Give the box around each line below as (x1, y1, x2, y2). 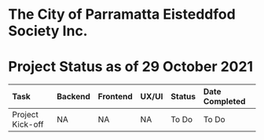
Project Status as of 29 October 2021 (8, 58, 254, 76)
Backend (57, 92, 90, 102)
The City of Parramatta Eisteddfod (8, 5, 236, 23)
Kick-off (12, 119, 44, 130)
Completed (203, 96, 246, 107)
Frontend (97, 92, 134, 102)
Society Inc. (8, 22, 88, 40)
